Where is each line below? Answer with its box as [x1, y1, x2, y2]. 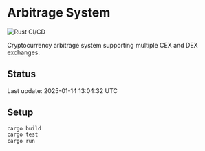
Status [7, 68, 36, 80]
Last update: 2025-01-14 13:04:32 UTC [7, 86, 118, 94]
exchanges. [7, 48, 40, 57]
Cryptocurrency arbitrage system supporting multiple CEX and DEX [7, 41, 198, 49]
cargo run [7, 138, 36, 145]
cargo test [7, 131, 39, 139]
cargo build [7, 125, 41, 132]
